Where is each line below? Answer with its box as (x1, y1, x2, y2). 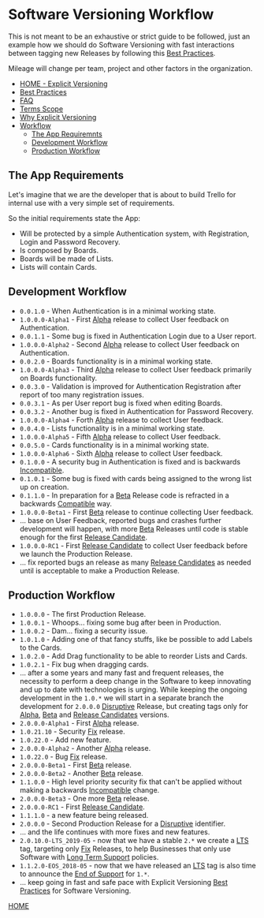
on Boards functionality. (19, 373, 98, 382)
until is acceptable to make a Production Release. (19, 565, 180, 575)
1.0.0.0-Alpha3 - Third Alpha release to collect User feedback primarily (19, 364, 252, 374)
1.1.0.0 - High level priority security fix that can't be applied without (19, 777, 243, 786)
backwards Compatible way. (19, 498, 113, 508)
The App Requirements (8, 169, 125, 182)
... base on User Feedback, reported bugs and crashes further (19, 515, 222, 525)
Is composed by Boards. (19, 245, 99, 255)
